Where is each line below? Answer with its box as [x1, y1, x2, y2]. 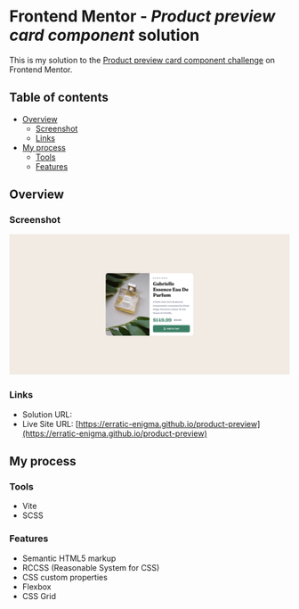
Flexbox [21, 581, 52, 592]
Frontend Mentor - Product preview [9, 6, 276, 27]
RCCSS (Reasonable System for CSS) [21, 562, 160, 572]
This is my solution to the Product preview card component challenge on [9, 54, 276, 65]
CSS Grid [21, 590, 56, 601]
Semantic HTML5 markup [21, 553, 117, 564]
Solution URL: [21, 408, 73, 420]
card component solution [9, 25, 200, 45]
